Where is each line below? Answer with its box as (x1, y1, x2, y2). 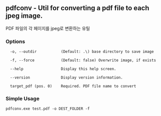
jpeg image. (5, 12, 43, 20)
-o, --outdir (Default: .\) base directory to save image (10, 49, 154, 54)
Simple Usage (5, 95, 40, 102)
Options (5, 38, 25, 45)
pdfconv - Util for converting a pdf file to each (5, 4, 150, 12)
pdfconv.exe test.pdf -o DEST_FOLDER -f (5, 106, 90, 112)
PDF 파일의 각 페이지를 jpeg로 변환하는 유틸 (5, 25, 90, 31)
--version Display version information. (10, 75, 123, 80)
